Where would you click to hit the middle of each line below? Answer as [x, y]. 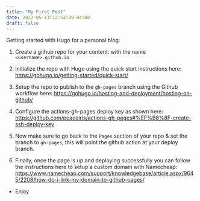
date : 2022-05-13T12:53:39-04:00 [48, 18]
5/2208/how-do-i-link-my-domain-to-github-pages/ [80, 180]
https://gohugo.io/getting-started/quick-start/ [71, 75]
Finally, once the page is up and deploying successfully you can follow [103, 161]
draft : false [23, 23]
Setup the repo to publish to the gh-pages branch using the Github [96, 87]
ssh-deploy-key [34, 124]
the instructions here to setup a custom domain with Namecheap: [96, 167]
